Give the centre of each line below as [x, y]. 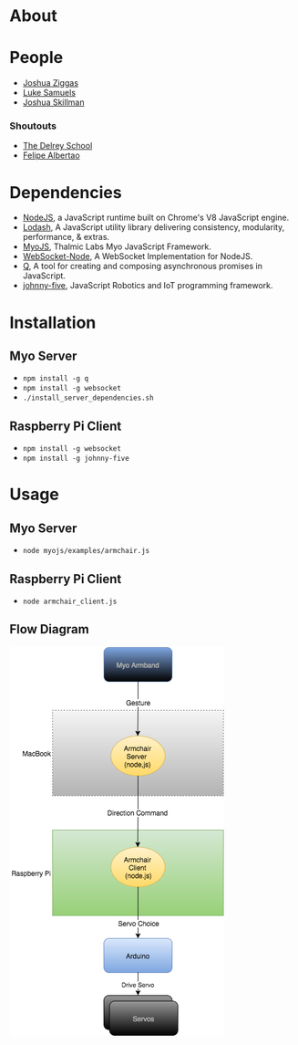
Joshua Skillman [53, 102]
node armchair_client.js [70, 601]
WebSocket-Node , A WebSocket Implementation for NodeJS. [138, 256]
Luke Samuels [49, 93]
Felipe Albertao [51, 155]
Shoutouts [33, 126]
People [36, 58]
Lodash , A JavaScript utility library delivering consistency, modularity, [154, 227]
